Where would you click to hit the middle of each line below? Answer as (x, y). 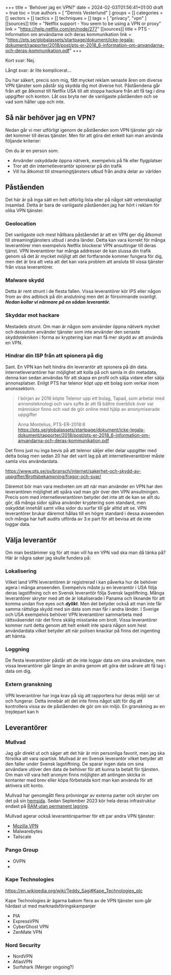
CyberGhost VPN (31, 926)
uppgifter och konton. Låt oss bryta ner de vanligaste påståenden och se (82, 96)
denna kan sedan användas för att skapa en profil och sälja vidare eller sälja (85, 377)
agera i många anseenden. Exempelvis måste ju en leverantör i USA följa (81, 587)
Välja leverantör (31, 540)
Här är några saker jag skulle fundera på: (48, 558)
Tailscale (22, 837)
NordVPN (23, 956)
